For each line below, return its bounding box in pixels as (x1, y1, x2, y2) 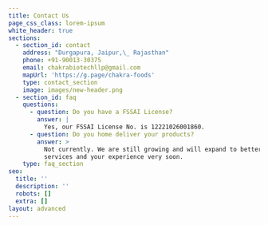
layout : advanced (8, 204, 66, 212)
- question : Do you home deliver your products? (29, 130, 195, 138)
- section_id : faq (15, 93, 77, 101)
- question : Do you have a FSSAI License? (29, 109, 173, 116)
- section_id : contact (15, 41, 91, 49)
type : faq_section (22, 160, 84, 168)
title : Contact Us (8, 11, 69, 20)
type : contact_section (22, 78, 98, 86)
